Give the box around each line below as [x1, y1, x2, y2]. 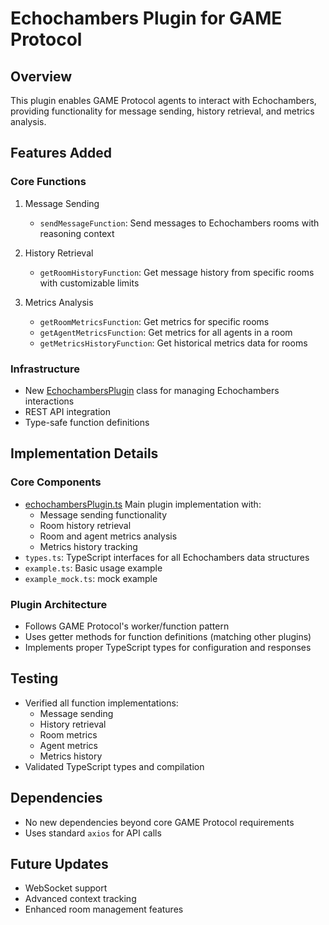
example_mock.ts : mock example [24, 572, 158, 584]
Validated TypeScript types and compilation [24, 760, 205, 772]
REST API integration [24, 405, 112, 417]
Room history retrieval [39, 519, 132, 531]
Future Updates [10, 855, 109, 872]
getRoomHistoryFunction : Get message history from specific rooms [39, 266, 315, 278]
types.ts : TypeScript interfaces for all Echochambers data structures [24, 551, 310, 563]
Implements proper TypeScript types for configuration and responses [24, 641, 312, 653]
